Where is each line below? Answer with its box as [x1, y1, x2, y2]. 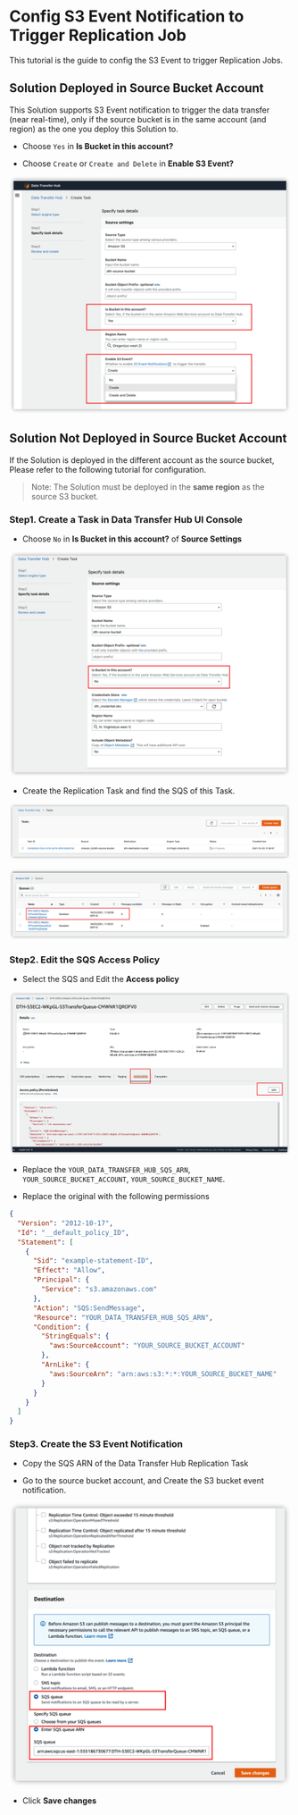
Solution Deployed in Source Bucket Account [9, 80, 264, 96]
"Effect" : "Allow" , [32, 1266, 105, 1275]
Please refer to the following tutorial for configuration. [9, 464, 207, 475]
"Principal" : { [32, 1275, 90, 1284]
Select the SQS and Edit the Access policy [21, 973, 180, 984]
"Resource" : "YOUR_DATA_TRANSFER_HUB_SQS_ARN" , [32, 1313, 214, 1322]
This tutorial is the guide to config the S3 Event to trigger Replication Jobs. [9, 55, 284, 65]
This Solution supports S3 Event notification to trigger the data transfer [9, 105, 270, 115]
